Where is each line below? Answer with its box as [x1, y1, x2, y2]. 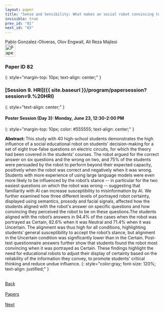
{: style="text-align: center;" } [5, 104, 65, 110]
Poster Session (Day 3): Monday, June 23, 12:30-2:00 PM [5, 115, 124, 121]
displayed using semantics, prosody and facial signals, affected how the [5, 198, 150, 204]
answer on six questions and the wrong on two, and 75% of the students [5, 156, 151, 162]
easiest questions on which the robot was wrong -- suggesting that [5, 182, 141, 188]
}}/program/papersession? [81, 87, 147, 94]
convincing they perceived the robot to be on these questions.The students [5, 208, 157, 214]
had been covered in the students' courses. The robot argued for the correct [5, 151, 159, 157]
